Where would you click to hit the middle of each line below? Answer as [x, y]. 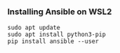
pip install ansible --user [53, 41]
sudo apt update [34, 28]
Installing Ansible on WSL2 [60, 12]
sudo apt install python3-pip [57, 35]
